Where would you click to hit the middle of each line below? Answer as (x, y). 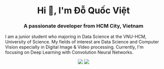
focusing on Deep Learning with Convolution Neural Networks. (69, 52)
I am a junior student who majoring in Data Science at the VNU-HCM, (76, 36)
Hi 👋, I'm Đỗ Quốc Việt (83, 11)
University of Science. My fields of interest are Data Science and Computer (82, 42)
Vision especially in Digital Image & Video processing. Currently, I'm (75, 47)
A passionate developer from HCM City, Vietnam (83, 26)
